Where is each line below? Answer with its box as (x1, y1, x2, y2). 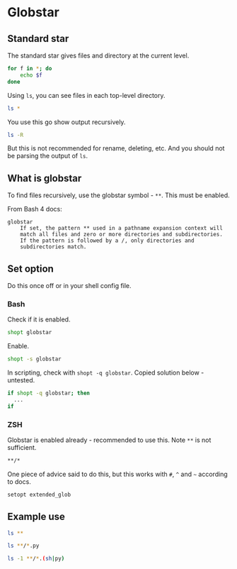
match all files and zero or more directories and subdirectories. (20, 231, 223, 238)
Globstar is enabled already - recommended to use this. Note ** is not (7, 436, 212, 444)
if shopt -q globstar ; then (7, 390, 91, 397)
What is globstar (7, 172, 82, 184)
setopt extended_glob (7, 491, 71, 498)
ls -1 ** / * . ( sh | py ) (7, 555, 65, 563)
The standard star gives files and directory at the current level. (7, 51, 190, 60)
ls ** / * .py (7, 542, 40, 550)
